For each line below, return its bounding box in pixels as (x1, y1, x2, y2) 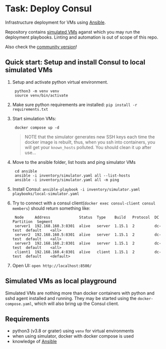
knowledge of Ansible (12, 339, 57, 345)
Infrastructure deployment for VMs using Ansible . (5, 19, 106, 25)
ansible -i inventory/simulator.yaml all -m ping (14, 177, 119, 182)
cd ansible (14, 169, 37, 174)
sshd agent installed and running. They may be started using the (5, 295, 137, 301)
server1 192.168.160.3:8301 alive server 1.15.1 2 (14, 223, 135, 228)
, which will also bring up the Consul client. (31, 300, 119, 306)
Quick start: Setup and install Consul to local (5, 58, 145, 67)
